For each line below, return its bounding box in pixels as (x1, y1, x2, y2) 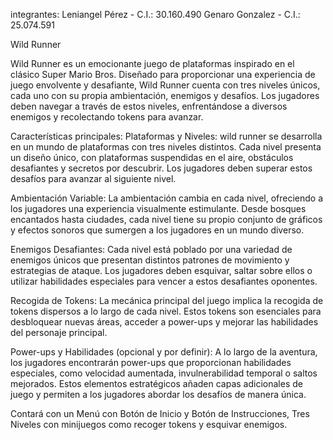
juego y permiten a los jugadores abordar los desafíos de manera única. (10, 389, 307, 400)
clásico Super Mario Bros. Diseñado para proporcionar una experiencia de (10, 69, 316, 80)
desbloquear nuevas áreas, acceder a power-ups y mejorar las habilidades (10, 316, 319, 328)
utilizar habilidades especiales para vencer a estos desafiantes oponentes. (10, 275, 318, 287)
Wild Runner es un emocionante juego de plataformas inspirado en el (10, 58, 295, 69)
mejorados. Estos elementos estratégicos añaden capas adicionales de (10, 378, 303, 389)
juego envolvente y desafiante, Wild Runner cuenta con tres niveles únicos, (10, 79, 321, 91)
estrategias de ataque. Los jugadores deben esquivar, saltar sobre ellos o (10, 265, 313, 276)
